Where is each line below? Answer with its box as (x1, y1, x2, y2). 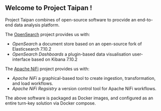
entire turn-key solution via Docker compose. (5, 100, 96, 106)
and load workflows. (12, 80, 54, 86)
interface (12, 56, 31, 62)
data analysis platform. (14, 22, 60, 28)
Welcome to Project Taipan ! (5, 4, 93, 12)
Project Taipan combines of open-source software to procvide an (5, 17, 137, 22)
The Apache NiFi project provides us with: (5, 66, 90, 72)
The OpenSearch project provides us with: (5, 31, 90, 37)
